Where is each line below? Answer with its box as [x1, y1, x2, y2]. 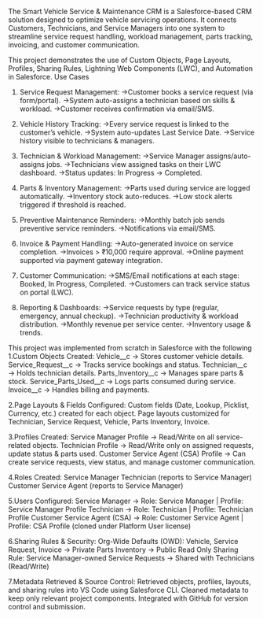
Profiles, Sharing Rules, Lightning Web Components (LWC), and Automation [8, 64, 254, 73]
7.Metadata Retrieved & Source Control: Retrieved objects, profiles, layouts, [8, 577, 251, 586]
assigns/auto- [206, 151, 251, 161]
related [8, 441, 31, 450]
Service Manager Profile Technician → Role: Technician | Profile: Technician [8, 505, 254, 514]
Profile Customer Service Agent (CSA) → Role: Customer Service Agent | [8, 513, 244, 522]
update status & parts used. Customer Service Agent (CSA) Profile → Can [8, 449, 246, 458]
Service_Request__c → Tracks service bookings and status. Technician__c [8, 360, 248, 369]
